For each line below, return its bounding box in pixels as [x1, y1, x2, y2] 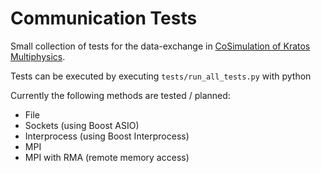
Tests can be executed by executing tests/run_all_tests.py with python [10, 70, 312, 82]
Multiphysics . [10, 50, 66, 62]
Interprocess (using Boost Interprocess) [24, 130, 190, 142]
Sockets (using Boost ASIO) [24, 119, 140, 131]
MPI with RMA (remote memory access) [24, 151, 190, 163]
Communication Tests [10, 7, 198, 30]
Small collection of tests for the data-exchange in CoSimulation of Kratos [10, 40, 311, 52]
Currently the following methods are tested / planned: [10, 89, 231, 101]
